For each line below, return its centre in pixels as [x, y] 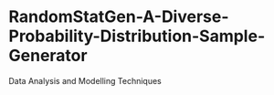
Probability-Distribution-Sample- [137, 36]
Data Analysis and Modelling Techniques [85, 80]
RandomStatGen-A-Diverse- [119, 17]
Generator [48, 56]
